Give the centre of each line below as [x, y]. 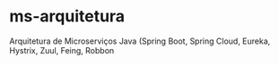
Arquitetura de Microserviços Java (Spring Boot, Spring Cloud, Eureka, [140, 41]
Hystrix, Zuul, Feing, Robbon [62, 50]
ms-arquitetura [67, 16]
